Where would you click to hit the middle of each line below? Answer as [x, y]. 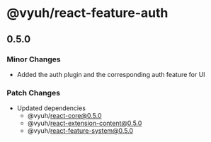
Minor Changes [34, 59]
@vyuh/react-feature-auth [87, 13]
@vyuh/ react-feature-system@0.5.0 [80, 131]
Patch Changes [34, 93]
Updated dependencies [51, 108]
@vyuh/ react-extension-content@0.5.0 [85, 123]
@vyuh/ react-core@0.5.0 [64, 116]
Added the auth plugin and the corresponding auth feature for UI [111, 74]
